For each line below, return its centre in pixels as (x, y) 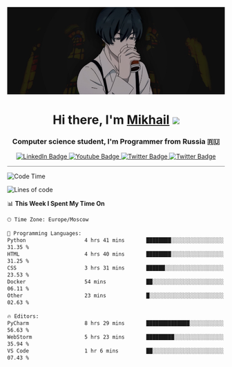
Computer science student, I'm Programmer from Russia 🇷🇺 (116, 141)
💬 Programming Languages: (44, 234)
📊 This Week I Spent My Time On (56, 204)
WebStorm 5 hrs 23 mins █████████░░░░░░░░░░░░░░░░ (116, 337)
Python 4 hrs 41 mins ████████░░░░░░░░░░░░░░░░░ (116, 241)
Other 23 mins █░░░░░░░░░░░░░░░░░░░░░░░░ (116, 296)
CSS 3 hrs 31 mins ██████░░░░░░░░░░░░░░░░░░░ (116, 268)
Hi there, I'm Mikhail (111, 120)
